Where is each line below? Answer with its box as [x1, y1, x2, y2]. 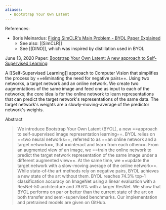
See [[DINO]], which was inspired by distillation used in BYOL [19, 45, 145, 51]
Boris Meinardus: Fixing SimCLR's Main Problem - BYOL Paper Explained [12, 35, 161, 41]
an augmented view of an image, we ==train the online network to [17, 147, 152, 153]
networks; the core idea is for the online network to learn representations [5, 91, 154, 97]
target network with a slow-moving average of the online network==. [17, 163, 158, 168]
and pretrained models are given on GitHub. [17, 199, 107, 205]
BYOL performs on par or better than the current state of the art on [17, 189, 154, 195]
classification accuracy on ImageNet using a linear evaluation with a [17, 178, 156, 184]
